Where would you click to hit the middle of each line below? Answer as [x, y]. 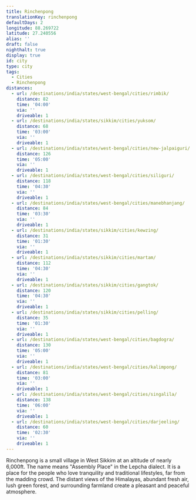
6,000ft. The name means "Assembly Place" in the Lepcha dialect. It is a [93, 466]
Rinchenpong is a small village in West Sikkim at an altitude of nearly [89, 460]
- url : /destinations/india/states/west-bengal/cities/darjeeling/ [96, 422]
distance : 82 [33, 99]
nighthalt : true [26, 50]
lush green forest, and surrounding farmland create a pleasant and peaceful [98, 485]
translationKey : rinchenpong [42, 17]
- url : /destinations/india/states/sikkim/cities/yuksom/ [84, 121]
